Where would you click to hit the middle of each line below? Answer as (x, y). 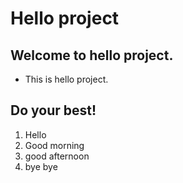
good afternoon (57, 156)
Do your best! (53, 110)
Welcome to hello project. (92, 55)
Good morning (54, 145)
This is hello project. (66, 79)
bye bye (41, 166)
